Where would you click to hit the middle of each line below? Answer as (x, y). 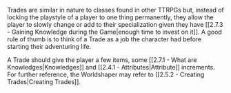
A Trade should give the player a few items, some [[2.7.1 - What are (102, 60)
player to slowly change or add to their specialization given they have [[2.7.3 (115, 24)
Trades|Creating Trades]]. (44, 82)
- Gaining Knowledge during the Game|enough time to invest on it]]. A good (114, 32)
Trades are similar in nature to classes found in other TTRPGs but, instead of (115, 10)
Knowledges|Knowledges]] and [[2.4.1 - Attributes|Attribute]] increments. (111, 67)
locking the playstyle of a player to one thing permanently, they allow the (110, 17)
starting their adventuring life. (49, 46)
